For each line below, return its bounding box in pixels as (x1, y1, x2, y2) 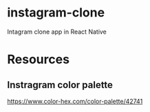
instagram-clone (7, 5, 105, 21)
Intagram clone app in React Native (7, 27, 107, 36)
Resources (7, 52, 70, 67)
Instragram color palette (7, 79, 114, 91)
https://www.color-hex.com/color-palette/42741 (7, 97, 143, 105)
